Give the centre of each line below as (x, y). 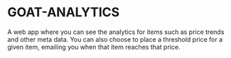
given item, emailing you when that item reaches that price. (94, 47)
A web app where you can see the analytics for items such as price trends (116, 32)
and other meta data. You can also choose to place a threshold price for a (115, 39)
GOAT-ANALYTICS (64, 12)
